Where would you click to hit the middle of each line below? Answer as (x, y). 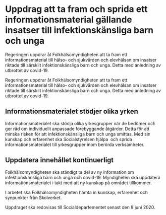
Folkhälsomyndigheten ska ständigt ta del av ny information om (70, 172)
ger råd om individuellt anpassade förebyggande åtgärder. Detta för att (77, 129)
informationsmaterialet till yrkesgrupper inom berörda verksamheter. (75, 144)
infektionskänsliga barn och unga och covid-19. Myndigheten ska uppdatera (83, 177)
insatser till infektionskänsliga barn (79, 30)
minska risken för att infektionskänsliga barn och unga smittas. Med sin (78, 134)
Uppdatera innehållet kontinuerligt (59, 160)
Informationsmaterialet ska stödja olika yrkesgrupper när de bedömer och (80, 123)
